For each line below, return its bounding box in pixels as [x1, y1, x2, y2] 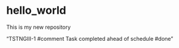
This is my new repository [6, 23, 71, 31]
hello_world [6, 4, 67, 17]
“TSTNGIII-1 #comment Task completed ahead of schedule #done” [6, 35, 174, 42]
